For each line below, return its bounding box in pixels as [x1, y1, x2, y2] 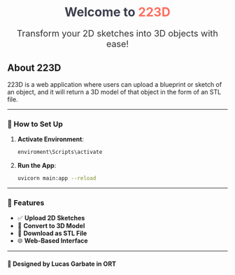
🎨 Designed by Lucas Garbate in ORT [7, 260, 117, 268]
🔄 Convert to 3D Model [17, 222, 85, 230]
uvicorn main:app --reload [17, 175, 97, 182]
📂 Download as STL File [17, 229, 87, 238]
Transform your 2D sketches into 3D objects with [16, 28, 219, 39]
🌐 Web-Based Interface [17, 237, 89, 245]
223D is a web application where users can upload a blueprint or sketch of [7, 80, 222, 88]
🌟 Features [7, 197, 45, 207]
